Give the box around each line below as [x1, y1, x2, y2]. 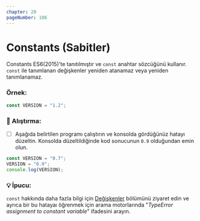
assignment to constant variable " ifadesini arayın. [6, 207, 131, 215]
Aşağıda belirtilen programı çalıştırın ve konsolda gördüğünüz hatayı [15, 130, 185, 137]
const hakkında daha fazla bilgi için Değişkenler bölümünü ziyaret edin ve [6, 194, 190, 202]
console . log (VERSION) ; [6, 167, 64, 173]
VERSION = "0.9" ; [6, 161, 50, 167]
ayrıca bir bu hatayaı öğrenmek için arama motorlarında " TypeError [6, 201, 173, 208]
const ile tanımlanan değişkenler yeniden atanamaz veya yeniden [6, 67, 168, 74]
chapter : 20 [6, 8, 36, 15]
